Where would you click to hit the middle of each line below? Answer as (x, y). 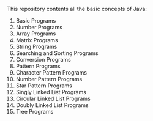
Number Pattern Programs (49, 79)
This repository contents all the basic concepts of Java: (77, 9)
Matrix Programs (37, 40)
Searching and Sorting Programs (57, 53)
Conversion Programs (43, 60)
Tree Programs (35, 112)
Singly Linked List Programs (51, 92)
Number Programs (39, 27)
